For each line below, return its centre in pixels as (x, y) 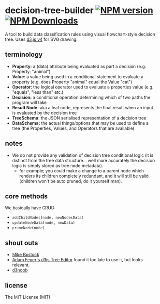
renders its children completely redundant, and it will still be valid (84, 176)
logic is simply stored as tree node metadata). (58, 166)
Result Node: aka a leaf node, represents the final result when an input (83, 107)
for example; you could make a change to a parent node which (81, 170)
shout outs (22, 243)
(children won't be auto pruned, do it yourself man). (71, 181)
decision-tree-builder (49, 10)
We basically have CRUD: (30, 208)
